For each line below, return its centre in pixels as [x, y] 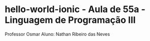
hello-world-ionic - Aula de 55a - [75, 9]
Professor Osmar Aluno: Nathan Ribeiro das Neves [57, 34]
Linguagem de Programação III [70, 20]
